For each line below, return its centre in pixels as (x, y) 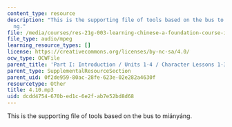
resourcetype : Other (37, 84)
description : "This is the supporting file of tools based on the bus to (116, 20)
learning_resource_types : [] (49, 45)
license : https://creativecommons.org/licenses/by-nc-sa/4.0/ (98, 52)
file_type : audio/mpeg (40, 39)
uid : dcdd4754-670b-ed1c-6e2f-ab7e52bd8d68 (71, 97)
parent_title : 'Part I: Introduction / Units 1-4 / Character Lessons (111, 65)
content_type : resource (41, 13)
